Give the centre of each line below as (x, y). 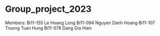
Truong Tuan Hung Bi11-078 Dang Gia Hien (48, 28)
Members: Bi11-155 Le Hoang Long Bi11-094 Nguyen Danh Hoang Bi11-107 (80, 23)
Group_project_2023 (48, 9)
